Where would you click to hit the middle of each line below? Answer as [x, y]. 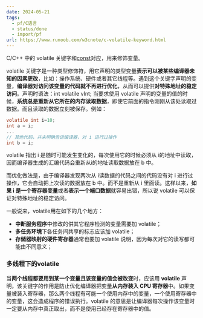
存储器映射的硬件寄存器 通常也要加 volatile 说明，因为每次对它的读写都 [102, 239]
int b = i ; [20, 143]
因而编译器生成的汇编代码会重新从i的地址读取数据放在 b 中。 [82, 163]
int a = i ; [20, 126]
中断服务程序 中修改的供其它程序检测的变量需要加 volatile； [88, 224]
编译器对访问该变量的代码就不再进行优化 [67, 86]
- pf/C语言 [24, 23]
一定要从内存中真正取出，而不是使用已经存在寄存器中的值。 [80, 308]
